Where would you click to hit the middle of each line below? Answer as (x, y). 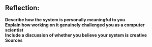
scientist (14, 30)
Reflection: (22, 8)
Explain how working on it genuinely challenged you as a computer (75, 25)
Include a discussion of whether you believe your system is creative (76, 35)
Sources (14, 40)
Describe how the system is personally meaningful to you (65, 19)
